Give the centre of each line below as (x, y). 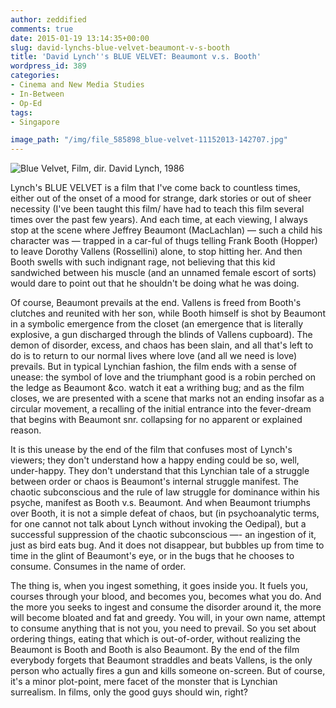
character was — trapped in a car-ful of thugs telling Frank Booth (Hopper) (164, 241)
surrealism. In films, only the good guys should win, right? (129, 692)
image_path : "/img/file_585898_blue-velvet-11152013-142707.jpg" (149, 140)
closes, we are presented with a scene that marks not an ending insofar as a (167, 398)
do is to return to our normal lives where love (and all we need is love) (154, 356)
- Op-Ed (26, 103)
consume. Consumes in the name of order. (98, 567)
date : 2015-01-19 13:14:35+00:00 (80, 38)
